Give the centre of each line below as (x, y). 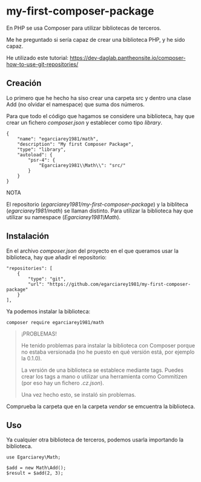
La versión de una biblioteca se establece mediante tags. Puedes (102, 370)
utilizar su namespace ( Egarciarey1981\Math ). (64, 217)
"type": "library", (42, 150)
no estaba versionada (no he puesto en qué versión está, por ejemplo (108, 352)
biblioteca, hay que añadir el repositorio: (57, 257)
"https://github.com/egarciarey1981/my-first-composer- (119, 284)
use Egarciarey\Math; (34, 457)
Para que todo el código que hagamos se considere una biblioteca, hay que (100, 116)
